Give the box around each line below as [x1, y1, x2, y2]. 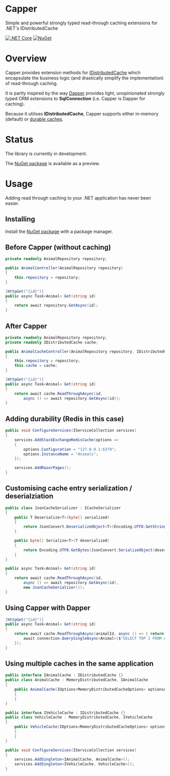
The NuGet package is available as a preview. [5, 160, 100, 166]
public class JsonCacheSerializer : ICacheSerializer [5, 505, 121, 511]
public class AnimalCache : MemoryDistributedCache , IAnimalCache [5, 677, 148, 683]
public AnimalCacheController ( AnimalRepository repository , [5, 349, 135, 354]
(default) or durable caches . [5, 116, 64, 122]
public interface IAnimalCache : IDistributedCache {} [5, 673, 123, 678]
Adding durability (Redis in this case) [5, 414, 124, 423]
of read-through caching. [5, 80, 58, 86]
